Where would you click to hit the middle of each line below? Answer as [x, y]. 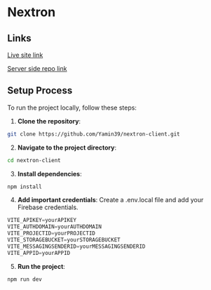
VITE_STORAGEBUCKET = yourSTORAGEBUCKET [64, 240]
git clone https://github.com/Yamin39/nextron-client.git [94, 134]
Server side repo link [37, 68]
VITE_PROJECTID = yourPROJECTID [52, 233]
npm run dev [25, 279]
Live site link [25, 55]
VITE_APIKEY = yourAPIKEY [42, 220]
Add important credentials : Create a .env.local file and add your [110, 200]
